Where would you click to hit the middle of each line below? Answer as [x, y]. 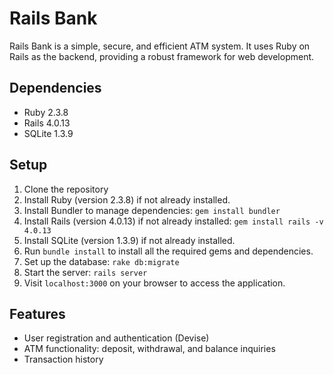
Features [37, 313]
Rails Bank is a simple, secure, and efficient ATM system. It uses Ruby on [160, 46]
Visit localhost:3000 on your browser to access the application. [154, 283]
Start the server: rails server [85, 272]
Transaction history [63, 359]
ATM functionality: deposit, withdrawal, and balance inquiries [149, 349]
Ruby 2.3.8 [46, 112]
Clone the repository [66, 189]
